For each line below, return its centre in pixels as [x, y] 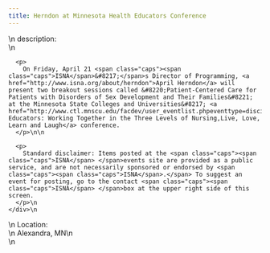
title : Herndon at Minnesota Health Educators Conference [107, 16]
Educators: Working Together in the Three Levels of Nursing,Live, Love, [135, 118]
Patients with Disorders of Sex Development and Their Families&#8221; [131, 97]
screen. [21, 195]
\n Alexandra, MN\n [41, 233]
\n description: [33, 39]
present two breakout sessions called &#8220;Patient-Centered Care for [133, 90]
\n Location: [28, 224]
